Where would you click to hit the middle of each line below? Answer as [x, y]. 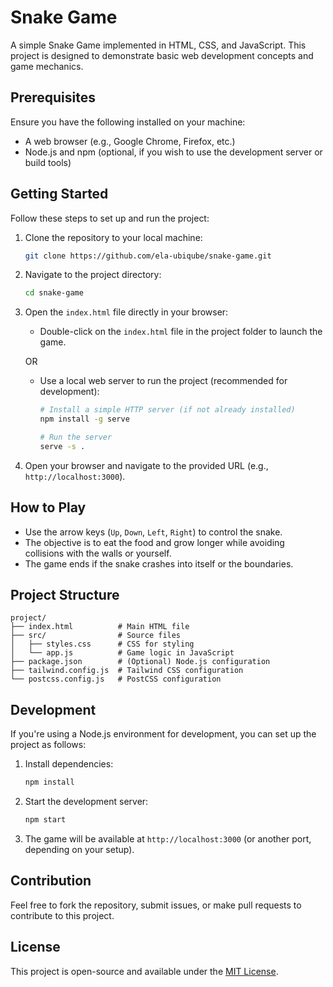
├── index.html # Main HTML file [100, 627]
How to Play [48, 507]
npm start [45, 820]
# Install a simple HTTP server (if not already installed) [167, 410]
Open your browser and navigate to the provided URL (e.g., [146, 465]
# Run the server [76, 437]
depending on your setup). [79, 849]
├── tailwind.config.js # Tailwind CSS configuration [127, 671]
